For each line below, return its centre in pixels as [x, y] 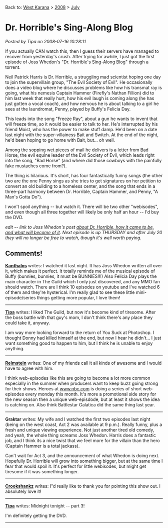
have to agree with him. [29, 368]
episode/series [20, 297]
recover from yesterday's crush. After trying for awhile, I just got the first [80, 56]
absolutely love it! [23, 491]
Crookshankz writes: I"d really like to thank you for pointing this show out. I [83, 486]
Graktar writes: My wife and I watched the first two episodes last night [78, 419]
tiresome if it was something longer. [42, 471]
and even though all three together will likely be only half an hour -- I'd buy [82, 212]
